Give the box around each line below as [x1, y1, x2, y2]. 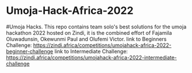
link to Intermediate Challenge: [54, 48, 128, 54]
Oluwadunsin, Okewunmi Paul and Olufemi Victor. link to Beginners [6, 35, 167, 42]
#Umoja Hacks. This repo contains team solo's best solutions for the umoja [6, 23, 187, 30]
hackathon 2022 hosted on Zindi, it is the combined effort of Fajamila [6, 29, 172, 36]
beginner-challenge [6, 48, 54, 54]
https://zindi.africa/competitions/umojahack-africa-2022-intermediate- [6, 54, 177, 61]
